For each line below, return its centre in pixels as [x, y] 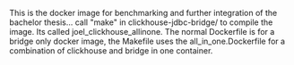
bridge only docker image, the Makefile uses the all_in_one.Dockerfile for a [147, 41]
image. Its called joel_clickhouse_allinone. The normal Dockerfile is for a [142, 32]
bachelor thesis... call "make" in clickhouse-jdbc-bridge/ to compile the [141, 22]
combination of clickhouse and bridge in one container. [111, 51]
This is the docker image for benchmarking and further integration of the [143, 13]
